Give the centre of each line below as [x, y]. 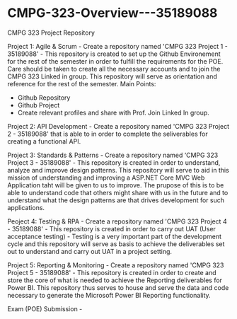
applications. [26, 207]
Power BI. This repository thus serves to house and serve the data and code [118, 287]
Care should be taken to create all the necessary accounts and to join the [114, 69]
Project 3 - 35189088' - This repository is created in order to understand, [114, 162]
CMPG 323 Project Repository [51, 33]
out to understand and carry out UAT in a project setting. [89, 251]
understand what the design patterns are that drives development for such [116, 200]
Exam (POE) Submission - [45, 308]
